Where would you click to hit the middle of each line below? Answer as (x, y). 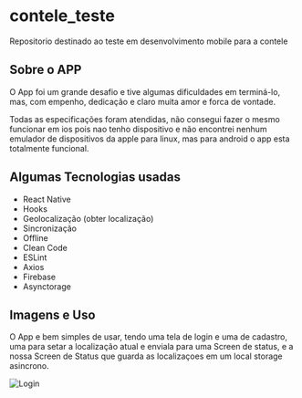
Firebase (39, 277)
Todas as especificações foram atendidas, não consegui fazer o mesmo (145, 119)
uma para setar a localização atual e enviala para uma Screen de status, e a (151, 347)
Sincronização (50, 228)
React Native (47, 199)
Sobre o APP (46, 70)
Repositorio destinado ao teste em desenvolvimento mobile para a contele (149, 41)
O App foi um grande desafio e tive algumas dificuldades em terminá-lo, (145, 91)
